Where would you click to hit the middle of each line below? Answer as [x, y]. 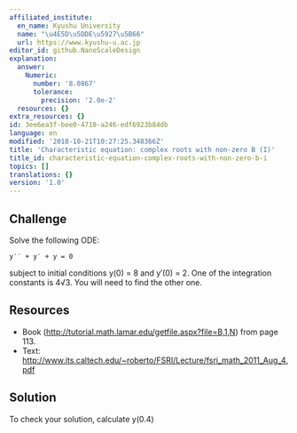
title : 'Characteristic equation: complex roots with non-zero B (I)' [142, 149]
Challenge [38, 219]
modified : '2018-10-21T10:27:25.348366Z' [87, 141]
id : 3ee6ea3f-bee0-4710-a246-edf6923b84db [89, 125]
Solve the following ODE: [55, 240]
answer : [31, 68]
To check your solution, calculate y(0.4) [82, 419]
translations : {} [41, 174]
